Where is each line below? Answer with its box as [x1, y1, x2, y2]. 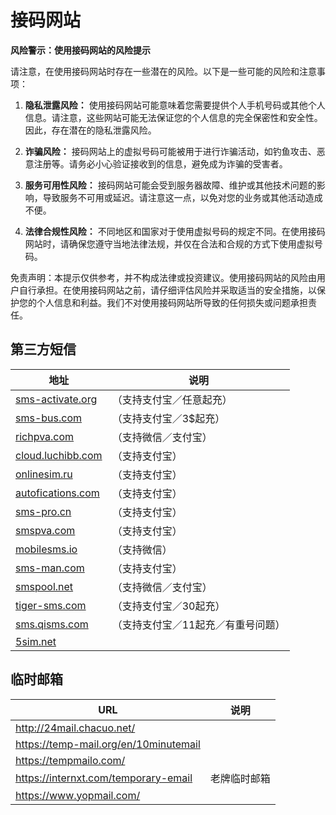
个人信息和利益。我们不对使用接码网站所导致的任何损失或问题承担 [36, 296, 308, 308]
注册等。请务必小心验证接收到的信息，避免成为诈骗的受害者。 [33, 157, 288, 170]
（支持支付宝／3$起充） [111, 411, 226, 425]
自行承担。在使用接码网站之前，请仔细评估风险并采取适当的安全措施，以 [18, 284, 317, 296]
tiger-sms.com [15, 598, 87, 612]
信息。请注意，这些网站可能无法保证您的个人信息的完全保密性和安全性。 [24, 111, 323, 123]
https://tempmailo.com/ [15, 753, 126, 767]
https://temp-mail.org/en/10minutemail [15, 737, 201, 751]
